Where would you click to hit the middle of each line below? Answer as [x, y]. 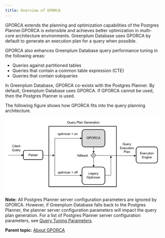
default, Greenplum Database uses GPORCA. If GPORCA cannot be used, [80, 90]
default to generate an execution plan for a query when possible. [71, 41]
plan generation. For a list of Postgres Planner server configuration [73, 215]
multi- [146, 30]
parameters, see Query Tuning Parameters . [49, 221]
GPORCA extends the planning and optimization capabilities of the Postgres [82, 25]
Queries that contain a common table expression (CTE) [68, 70]
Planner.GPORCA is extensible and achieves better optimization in [72, 30]
